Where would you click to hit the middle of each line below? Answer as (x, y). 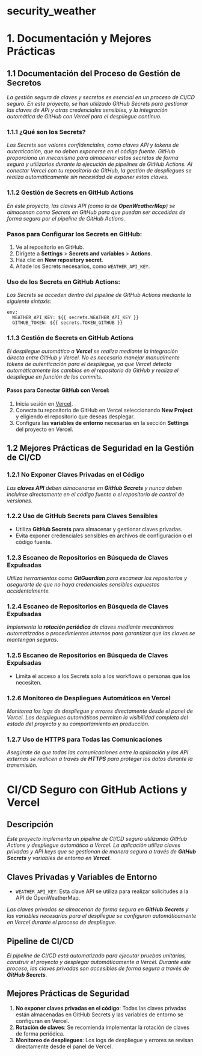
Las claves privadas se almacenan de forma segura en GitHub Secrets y (98, 909)
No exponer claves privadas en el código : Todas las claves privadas (101, 1008)
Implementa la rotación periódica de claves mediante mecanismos (90, 627)
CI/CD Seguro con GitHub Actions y (97, 789)
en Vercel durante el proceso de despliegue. (62, 922)
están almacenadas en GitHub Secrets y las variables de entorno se (99, 1015)
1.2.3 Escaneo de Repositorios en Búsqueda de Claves (87, 557)
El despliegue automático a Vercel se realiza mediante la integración (92, 351)
